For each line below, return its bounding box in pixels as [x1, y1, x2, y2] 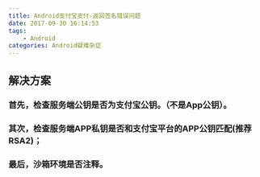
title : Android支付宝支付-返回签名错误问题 [8, 11, 141, 20]
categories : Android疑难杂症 [8, 42, 102, 50]
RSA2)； [8, 135, 43, 146]
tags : [8, 27, 27, 35]
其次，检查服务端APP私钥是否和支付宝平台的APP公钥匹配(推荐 [8, 123, 252, 134]
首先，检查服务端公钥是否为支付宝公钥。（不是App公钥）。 [8, 100, 232, 111]
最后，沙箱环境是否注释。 [8, 158, 108, 170]
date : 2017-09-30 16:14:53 [8, 19, 99, 27]
